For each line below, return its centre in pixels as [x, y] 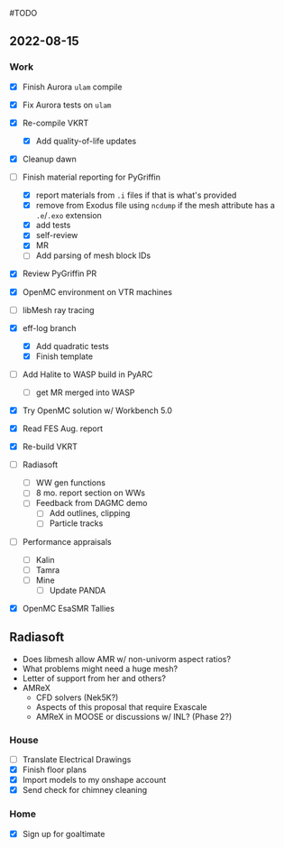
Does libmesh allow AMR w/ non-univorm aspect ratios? [127, 659]
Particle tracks [76, 523]
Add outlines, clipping [90, 513]
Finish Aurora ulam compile [72, 87]
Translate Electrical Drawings [77, 759]
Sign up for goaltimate [64, 834]
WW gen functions [71, 483]
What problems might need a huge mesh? [100, 668]
